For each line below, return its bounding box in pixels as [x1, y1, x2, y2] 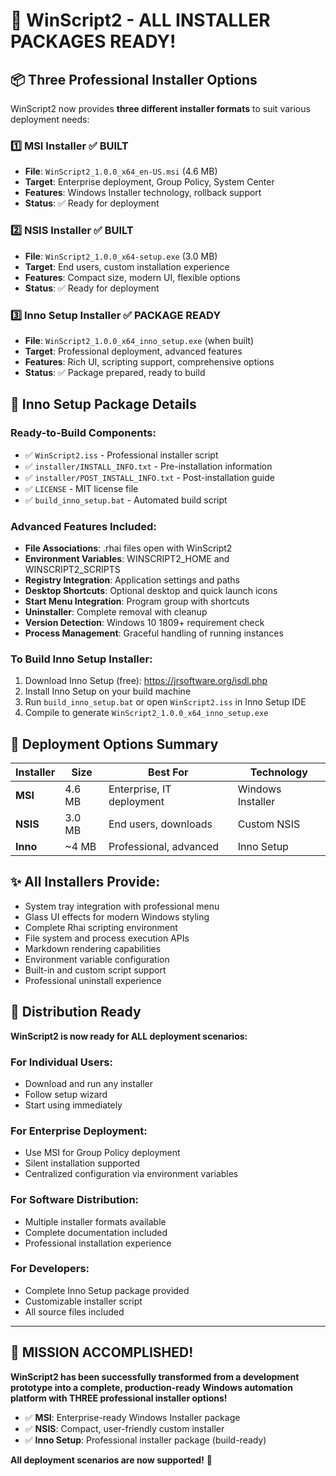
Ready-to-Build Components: [10, 426, 157, 440]
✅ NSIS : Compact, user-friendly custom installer [24, 1422, 225, 1434]
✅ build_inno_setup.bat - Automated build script [24, 494, 228, 506]
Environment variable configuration [24, 953, 170, 965]
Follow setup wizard [24, 1088, 108, 1100]
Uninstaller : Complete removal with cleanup [24, 605, 208, 618]
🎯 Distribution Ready [10, 1004, 142, 1021]
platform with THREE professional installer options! [10, 1392, 228, 1404]
